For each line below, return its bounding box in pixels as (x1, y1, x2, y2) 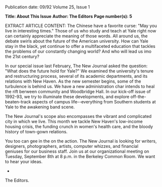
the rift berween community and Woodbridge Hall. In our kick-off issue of (5, 89, 151, 94)
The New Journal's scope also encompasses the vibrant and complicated (5, 114, 152, 119)
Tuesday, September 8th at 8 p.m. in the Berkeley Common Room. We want (5, 154, 156, 159)
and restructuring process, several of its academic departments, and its (5, 73, 147, 79)
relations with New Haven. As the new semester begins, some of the (5, 78, 141, 84)
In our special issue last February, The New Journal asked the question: (5, 63, 148, 69)
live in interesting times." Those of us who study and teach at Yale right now (5, 28, 156, 33)
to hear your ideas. (5, 159, 43, 164)
